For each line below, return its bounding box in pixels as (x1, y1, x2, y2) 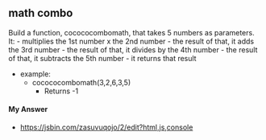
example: (19, 68, 51, 79)
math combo (8, 6, 73, 20)
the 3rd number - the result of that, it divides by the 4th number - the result (8, 44, 258, 55)
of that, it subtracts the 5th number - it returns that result (8, 53, 197, 63)
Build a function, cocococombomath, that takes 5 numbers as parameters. (8, 27, 256, 37)
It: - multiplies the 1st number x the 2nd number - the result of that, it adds (8, 36, 255, 46)
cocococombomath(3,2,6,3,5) (31, 77, 131, 87)
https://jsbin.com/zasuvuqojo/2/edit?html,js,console (19, 122, 193, 132)
